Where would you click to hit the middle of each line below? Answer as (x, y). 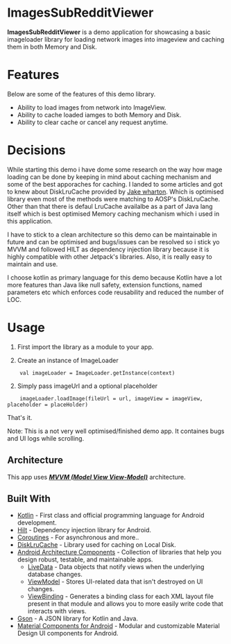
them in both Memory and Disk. (52, 46)
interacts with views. (57, 611)
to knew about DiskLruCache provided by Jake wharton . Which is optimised (115, 192)
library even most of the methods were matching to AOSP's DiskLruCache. (114, 198)
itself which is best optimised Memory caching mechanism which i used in (113, 214)
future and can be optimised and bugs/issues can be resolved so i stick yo (113, 241)
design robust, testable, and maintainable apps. (85, 559)
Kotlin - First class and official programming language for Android (111, 516)
